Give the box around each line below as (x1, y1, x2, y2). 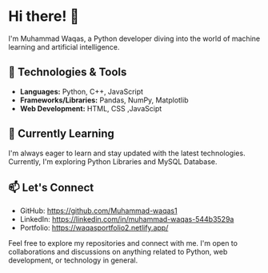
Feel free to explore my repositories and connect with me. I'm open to (8, 239, 238, 248)
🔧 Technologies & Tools (8, 66, 127, 79)
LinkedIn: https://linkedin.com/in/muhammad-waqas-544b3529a (19, 215, 234, 224)
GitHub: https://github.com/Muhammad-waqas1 (19, 206, 178, 215)
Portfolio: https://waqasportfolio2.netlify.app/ (19, 223, 169, 233)
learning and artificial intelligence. (8, 42, 120, 51)
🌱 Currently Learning (8, 127, 114, 141)
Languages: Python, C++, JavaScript (19, 86, 144, 96)
